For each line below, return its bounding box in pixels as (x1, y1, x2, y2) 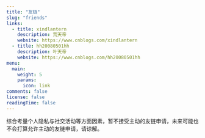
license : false (6, 94, 45, 100)
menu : (6, 60, 20, 66)
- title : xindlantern (12, 26, 67, 32)
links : (6, 20, 23, 26)
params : (17, 77, 37, 83)
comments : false (6, 89, 48, 95)
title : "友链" (6, 9, 41, 15)
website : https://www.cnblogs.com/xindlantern (17, 37, 138, 43)
